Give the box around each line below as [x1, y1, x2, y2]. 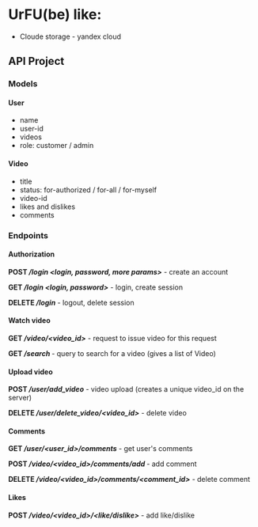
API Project [8, 55, 65, 68]
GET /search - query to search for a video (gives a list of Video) [8, 348, 216, 358]
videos [19, 132, 42, 142]
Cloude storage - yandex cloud [19, 32, 121, 41]
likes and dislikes [19, 202, 76, 211]
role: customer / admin [19, 141, 94, 150]
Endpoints [8, 229, 49, 241]
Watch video [8, 316, 51, 325]
